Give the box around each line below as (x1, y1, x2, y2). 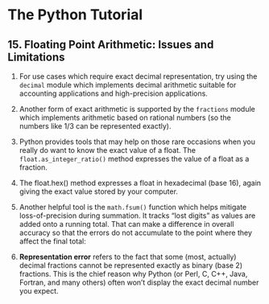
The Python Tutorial (7, 6, 143, 24)
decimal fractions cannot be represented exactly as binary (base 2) (19, 261, 243, 270)
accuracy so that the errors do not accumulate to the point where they (19, 228, 253, 237)
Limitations (7, 50, 65, 64)
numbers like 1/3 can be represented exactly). (19, 121, 172, 130)
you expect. (19, 286, 59, 295)
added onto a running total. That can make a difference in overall (19, 220, 234, 228)
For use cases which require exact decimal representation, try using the (19, 72, 258, 81)
